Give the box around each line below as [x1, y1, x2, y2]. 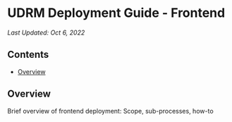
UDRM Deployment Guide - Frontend [7, 5, 226, 21]
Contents [7, 49, 49, 61]
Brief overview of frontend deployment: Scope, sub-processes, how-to [7, 106, 214, 115]
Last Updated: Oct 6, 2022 [7, 28, 85, 37]
